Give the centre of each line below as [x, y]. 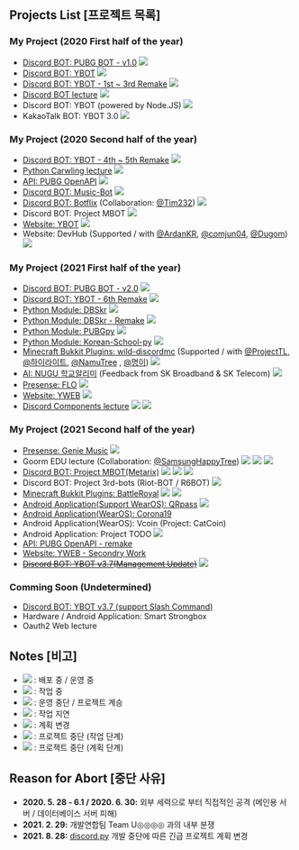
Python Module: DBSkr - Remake [83, 321]
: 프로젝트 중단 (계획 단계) [79, 747]
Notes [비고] [44, 657]
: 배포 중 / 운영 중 [64, 680]
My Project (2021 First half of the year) [95, 268]
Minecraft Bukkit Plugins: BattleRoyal [91, 493]
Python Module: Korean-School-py [87, 342]
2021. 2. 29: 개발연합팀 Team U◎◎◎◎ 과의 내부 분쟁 [118, 824]
